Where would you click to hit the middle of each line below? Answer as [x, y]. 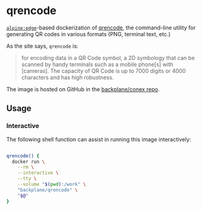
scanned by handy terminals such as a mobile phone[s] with [97, 64]
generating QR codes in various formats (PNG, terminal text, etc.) [88, 34]
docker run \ [28, 162]
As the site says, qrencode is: [42, 46]
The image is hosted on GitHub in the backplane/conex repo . [83, 89]
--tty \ [27, 179]
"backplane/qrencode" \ [48, 190]
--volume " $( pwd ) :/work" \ [52, 184]
